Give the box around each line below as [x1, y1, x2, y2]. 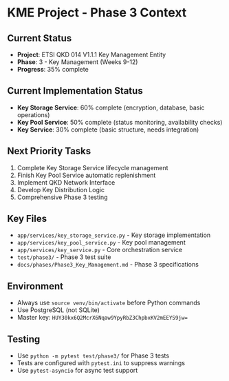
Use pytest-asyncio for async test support [17, 367, 138, 375]
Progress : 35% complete [17, 65, 89, 73]
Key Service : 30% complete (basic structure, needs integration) [17, 125, 199, 134]
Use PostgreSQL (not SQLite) [17, 306, 100, 314]
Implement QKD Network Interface [17, 178, 116, 187]
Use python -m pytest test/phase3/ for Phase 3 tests [17, 351, 170, 360]
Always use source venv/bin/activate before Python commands [17, 298, 201, 307]
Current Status [7, 32, 72, 44]
